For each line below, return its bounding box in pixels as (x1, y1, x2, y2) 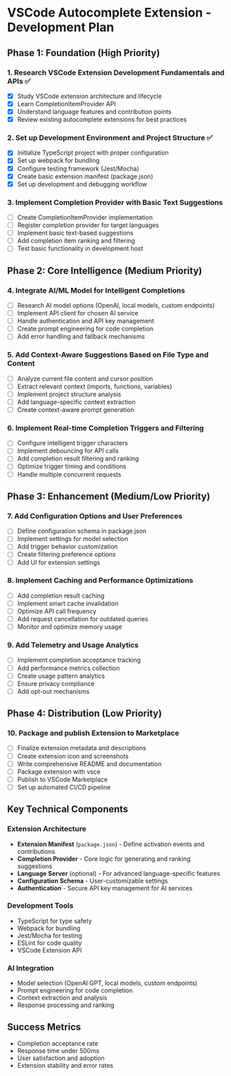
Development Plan (7, 19, 114, 35)
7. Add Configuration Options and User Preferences (7, 511, 183, 520)
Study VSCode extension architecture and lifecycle (17, 92, 162, 100)
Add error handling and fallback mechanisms (17, 333, 145, 341)
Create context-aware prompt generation (17, 405, 134, 413)
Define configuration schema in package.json (17, 527, 147, 536)
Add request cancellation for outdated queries (17, 615, 148, 623)
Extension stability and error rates (17, 1061, 114, 1069)
